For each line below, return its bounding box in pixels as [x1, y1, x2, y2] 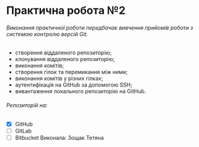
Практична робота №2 [6, 4, 126, 18]
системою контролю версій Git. [6, 30, 88, 38]
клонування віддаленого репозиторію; [15, 56, 115, 63]
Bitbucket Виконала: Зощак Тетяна [15, 134, 104, 141]
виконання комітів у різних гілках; [15, 75, 103, 82]
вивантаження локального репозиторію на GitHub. [15, 88, 146, 95]
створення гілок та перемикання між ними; [15, 68, 128, 76]
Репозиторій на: [6, 101, 48, 109]
